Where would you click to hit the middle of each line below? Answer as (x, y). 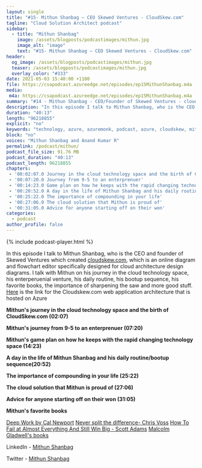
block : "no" (21, 135)
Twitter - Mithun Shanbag (38, 458)
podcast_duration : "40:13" (40, 157)
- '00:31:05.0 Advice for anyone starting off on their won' (87, 208)
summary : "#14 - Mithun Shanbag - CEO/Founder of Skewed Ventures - (94, 101)
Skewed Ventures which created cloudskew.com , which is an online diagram (101, 260)
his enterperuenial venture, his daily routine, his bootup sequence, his (93, 279)
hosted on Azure (27, 298)
